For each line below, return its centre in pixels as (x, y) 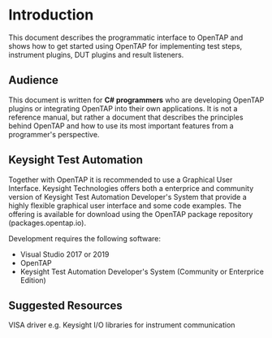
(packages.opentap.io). (47, 223)
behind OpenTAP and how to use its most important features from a (121, 126)
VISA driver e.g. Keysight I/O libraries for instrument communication (122, 325)
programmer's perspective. (54, 134)
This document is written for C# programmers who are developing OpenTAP (136, 100)
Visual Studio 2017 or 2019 (65, 254)
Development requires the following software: (84, 238)
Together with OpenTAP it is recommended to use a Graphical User (121, 180)
